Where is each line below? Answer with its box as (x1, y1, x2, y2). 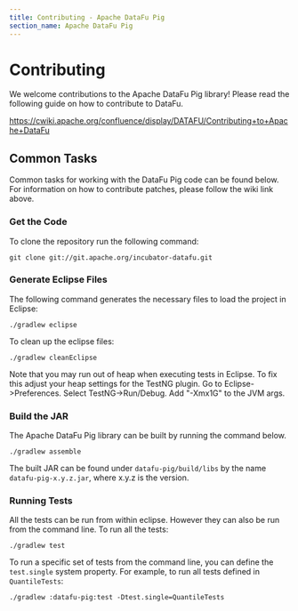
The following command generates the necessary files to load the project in (9, 293, 286, 304)
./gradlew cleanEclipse (9, 353, 98, 362)
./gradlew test (9, 542, 66, 551)
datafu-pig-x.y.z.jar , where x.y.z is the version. (9, 472, 189, 483)
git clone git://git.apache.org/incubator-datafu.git (9, 253, 213, 262)
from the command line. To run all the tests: (9, 524, 169, 535)
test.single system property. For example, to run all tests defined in (9, 567, 261, 577)
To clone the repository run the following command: (9, 236, 199, 246)
